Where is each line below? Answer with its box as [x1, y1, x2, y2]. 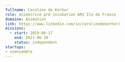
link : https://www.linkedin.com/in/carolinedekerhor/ [5, 21, 121, 26]
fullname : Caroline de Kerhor [5, 7, 69, 12]
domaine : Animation [5, 16, 46, 21]
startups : [5, 44, 26, 49]
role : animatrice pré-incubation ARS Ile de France [5, 12, 116, 17]
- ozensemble [5, 49, 33, 54]
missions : [5, 26, 26, 31]
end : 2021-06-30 [14, 35, 49, 40]
